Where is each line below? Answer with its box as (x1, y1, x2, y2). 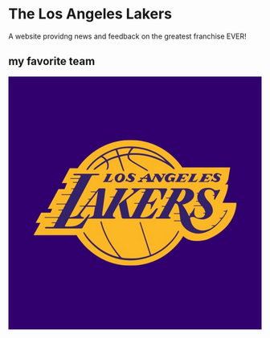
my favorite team (8, 55, 96, 68)
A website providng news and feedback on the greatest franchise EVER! (8, 31, 247, 41)
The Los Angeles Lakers (8, 5, 173, 23)
